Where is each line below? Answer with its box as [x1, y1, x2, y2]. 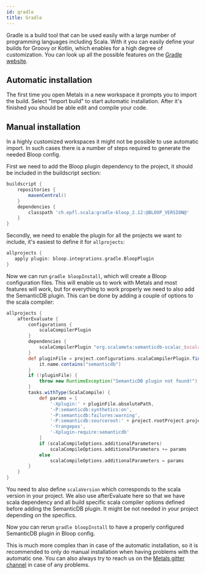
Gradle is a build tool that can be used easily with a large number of [6, 31, 176, 38]
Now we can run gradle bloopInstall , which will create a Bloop [6, 272, 167, 279]
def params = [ [38, 395, 78, 401]
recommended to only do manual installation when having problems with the [6, 548, 198, 555]
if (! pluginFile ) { [28, 373, 78, 379]
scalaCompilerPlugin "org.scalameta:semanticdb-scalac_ [38, 344, 184, 350]
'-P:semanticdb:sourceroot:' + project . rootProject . [49, 418, 187, 424]
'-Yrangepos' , [49, 423, 86, 430]
